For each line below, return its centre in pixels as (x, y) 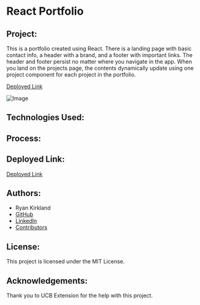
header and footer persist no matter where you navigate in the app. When (99, 62)
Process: (24, 138)
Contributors (31, 227)
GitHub (24, 214)
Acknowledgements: (47, 281)
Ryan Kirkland (33, 208)
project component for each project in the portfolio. (71, 74)
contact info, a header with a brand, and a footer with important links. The (100, 55)
